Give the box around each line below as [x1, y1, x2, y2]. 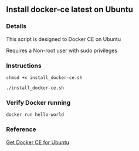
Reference [6, 125, 36, 133]
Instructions [6, 61, 42, 70]
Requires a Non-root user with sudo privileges [6, 47, 118, 54]
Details [6, 22, 27, 30]
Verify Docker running [6, 98, 71, 107]
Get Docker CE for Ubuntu [6, 139, 69, 146]
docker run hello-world [6, 112, 65, 118]
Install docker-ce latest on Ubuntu [6, 5, 133, 15]
